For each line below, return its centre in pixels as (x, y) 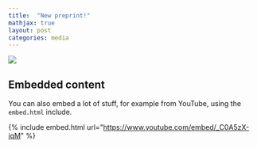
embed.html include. (40, 112)
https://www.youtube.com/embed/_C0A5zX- (176, 127)
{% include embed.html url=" (56, 127)
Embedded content (56, 84)
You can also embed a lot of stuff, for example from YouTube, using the (125, 104)
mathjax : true (32, 23)
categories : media (39, 38)
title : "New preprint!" (49, 15)
